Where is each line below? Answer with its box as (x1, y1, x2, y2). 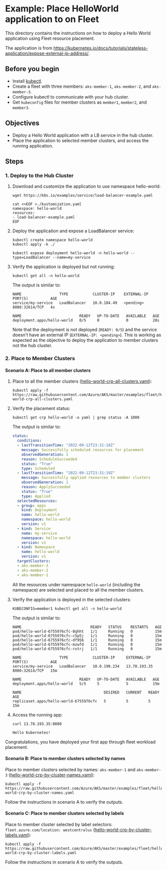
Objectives (5, 119, 40, 128)
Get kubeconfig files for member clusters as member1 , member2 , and (12, 99, 147, 105)
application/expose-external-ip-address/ (5, 50, 88, 56)
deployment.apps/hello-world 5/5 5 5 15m (12, 681, 160, 686)
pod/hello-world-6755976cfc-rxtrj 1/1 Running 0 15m (12, 646, 162, 651)
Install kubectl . (12, 78, 43, 84)
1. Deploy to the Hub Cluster (5, 172, 74, 179)
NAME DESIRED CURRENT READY (12, 690, 160, 695)
